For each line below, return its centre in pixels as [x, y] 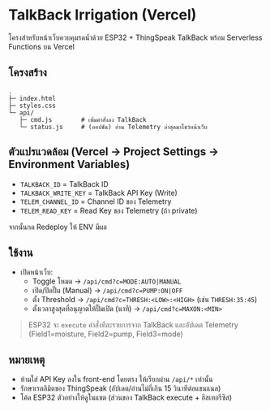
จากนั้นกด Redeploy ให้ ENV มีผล [58, 227]
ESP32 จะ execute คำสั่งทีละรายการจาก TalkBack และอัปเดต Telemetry [133, 325]
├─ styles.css [32, 106]
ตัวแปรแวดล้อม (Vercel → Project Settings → [114, 152]
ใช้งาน [21, 252]
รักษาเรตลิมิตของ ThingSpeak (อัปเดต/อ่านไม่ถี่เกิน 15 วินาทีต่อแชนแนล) [120, 388]
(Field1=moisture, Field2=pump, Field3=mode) [106, 334]
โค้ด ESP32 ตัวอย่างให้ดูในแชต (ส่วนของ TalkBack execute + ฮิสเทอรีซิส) [126, 398]
